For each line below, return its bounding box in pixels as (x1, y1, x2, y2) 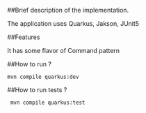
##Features (7, 33, 40, 41)
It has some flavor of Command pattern (7, 47, 120, 54)
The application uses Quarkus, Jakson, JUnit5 (7, 20, 140, 27)
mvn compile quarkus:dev (7, 73, 79, 80)
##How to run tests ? (7, 86, 67, 93)
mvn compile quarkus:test (10, 99, 86, 106)
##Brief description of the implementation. (7, 6, 129, 14)
